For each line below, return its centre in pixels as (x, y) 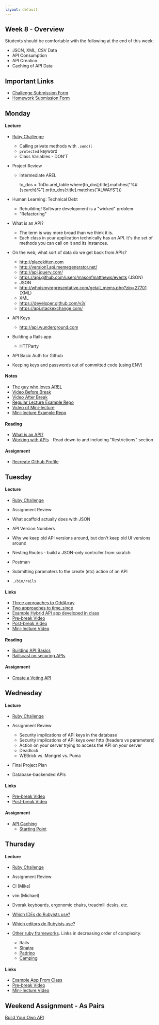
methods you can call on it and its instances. (64, 243)
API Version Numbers (33, 529)
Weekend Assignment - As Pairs (55, 1006)
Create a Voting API (32, 678)
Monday (18, 113)
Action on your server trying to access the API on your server (80, 745)
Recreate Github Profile (35, 462)
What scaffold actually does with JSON (51, 519)
